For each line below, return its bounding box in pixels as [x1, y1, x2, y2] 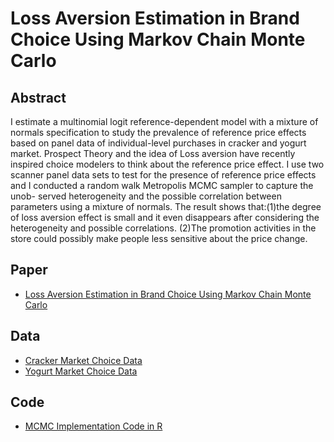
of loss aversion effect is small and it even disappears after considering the [10, 212, 320, 223]
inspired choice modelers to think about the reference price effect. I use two [10, 158, 325, 170]
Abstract [10, 89, 67, 106]
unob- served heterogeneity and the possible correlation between [10, 190, 282, 202]
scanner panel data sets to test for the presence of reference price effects [10, 169, 317, 181]
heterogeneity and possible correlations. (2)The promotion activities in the [10, 222, 317, 234]
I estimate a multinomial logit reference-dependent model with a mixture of [10, 116, 319, 127]
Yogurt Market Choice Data [24, 365, 138, 377]
